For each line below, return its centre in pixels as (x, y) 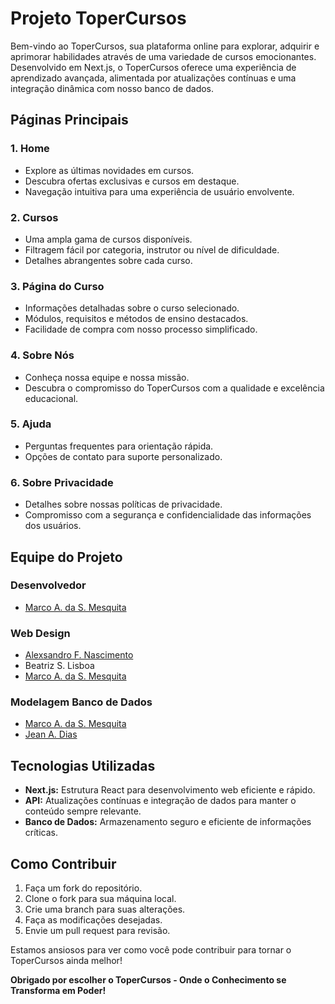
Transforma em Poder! (58, 991)
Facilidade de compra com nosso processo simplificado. (141, 329)
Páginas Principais (69, 120)
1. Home (30, 149)
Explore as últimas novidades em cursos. (109, 170)
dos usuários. (53, 526)
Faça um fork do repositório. (83, 888)
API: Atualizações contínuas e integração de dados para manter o (160, 801)
